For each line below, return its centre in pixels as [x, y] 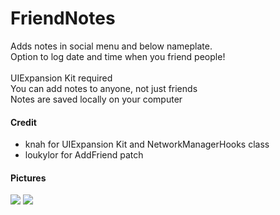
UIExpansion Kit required [61, 78]
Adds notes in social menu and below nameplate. [111, 46]
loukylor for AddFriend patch [84, 155]
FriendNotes [63, 18]
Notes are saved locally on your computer [96, 99]
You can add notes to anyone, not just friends [104, 88]
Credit [23, 122]
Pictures [28, 178]
